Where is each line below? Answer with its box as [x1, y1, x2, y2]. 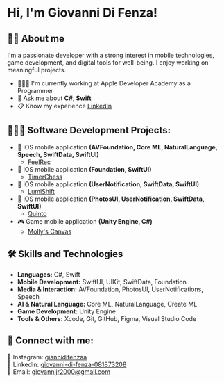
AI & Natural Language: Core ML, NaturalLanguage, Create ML [17, 300, 198, 308]
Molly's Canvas [27, 227, 72, 236]
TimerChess [27, 172, 63, 181]
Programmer [17, 87, 53, 95]
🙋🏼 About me [7, 33, 64, 44]
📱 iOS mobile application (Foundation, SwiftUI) [17, 165, 152, 173]
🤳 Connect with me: [7, 335, 94, 347]
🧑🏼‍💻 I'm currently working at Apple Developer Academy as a [17, 79, 191, 88]
